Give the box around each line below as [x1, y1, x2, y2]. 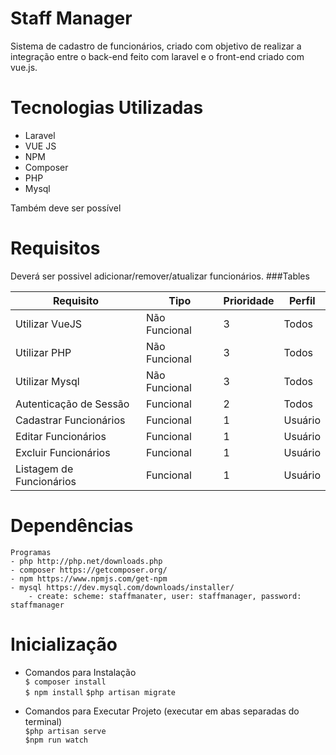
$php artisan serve [24, 726, 107, 736]
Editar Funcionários [15, 429, 107, 443]
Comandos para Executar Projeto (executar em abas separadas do [24, 705, 300, 717]
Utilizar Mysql [15, 374, 80, 388]
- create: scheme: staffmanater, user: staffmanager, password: [28, 591, 302, 601]
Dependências [10, 515, 134, 537]
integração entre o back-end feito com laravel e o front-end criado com [10, 50, 305, 62]
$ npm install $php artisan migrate [24, 687, 176, 697]
